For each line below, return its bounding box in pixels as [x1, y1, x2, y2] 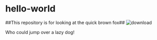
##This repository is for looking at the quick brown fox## [5, 19, 125, 25]
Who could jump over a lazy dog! [5, 29, 75, 35]
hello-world [5, 3, 56, 14]
